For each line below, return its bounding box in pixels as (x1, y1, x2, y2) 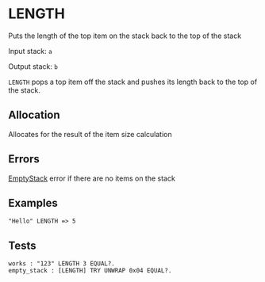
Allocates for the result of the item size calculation (8, 129, 172, 139)
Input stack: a (8, 46, 53, 55)
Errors (8, 152, 40, 166)
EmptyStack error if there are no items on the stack (8, 173, 176, 183)
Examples (8, 196, 58, 210)
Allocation (8, 109, 61, 122)
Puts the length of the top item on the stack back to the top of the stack (8, 31, 242, 40)
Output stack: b (8, 61, 58, 71)
